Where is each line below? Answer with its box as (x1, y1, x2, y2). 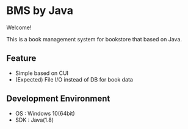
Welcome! (6, 24, 32, 31)
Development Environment (6, 94, 110, 104)
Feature (6, 53, 37, 64)
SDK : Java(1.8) (15, 116, 54, 124)
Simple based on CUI (15, 69, 69, 77)
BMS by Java (6, 4, 74, 18)
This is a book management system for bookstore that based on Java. (6, 35, 182, 43)
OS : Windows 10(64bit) (15, 110, 75, 117)
